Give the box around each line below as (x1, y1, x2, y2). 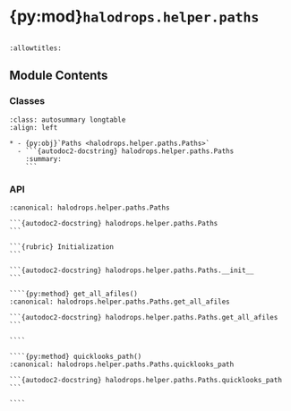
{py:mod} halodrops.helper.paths (9, 6, 260, 27)
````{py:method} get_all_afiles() (9, 289, 139, 298)
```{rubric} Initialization (9, 242, 115, 252)
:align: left (9, 123, 58, 132)
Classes (9, 95, 46, 107)
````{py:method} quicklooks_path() (9, 352, 142, 361)
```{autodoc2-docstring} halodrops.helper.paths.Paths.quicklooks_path (9, 375, 282, 384)
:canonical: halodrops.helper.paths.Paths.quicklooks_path (9, 360, 235, 369)
